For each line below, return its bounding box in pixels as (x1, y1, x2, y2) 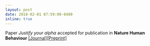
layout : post (5, 7, 33, 12)
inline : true (5, 16, 33, 21)
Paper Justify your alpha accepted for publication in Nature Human (5, 30, 145, 36)
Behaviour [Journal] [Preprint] (5, 35, 67, 41)
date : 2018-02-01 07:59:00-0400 (5, 12, 73, 17)
